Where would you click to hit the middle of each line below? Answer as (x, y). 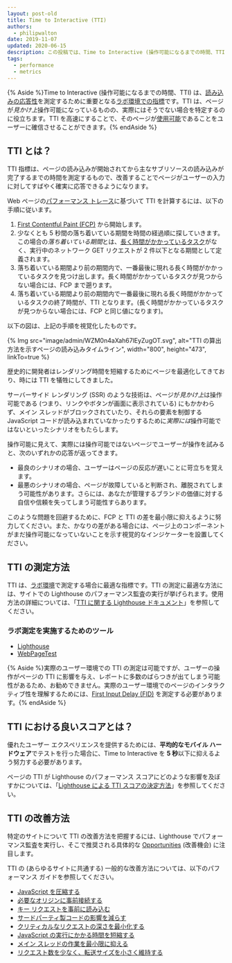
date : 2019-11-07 (32, 40)
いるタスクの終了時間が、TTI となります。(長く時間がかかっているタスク (120, 302)
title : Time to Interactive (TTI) (57, 20)
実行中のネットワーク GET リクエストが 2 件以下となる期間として (123, 250)
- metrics (27, 71)
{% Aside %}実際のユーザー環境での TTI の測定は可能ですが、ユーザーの (111, 668)
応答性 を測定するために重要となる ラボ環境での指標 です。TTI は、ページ (121, 101)
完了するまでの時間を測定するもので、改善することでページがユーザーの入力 (116, 178)
